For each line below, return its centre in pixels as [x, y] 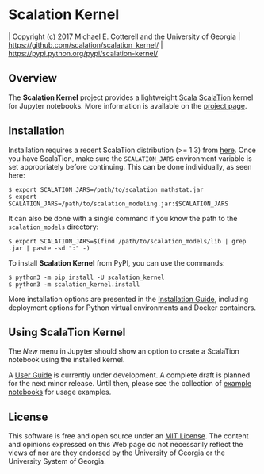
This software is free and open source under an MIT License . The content [128, 436]
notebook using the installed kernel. [67, 360]
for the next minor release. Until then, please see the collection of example [130, 384]
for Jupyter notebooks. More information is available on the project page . [128, 105]
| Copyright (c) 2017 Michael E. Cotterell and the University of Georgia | [124, 36]
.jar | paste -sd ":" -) [49, 248]
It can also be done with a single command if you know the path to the [123, 218]
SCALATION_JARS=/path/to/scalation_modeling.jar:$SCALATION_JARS [118, 204]
